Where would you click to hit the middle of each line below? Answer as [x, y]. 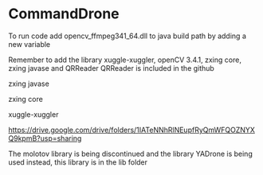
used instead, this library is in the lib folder [78, 162]
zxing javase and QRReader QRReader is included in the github [112, 68]
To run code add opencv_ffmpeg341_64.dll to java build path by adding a [128, 36]
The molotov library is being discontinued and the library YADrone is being [130, 154]
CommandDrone [64, 14]
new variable [29, 44]
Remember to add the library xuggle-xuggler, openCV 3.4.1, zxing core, [125, 60]
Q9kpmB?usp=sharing [45, 138]
